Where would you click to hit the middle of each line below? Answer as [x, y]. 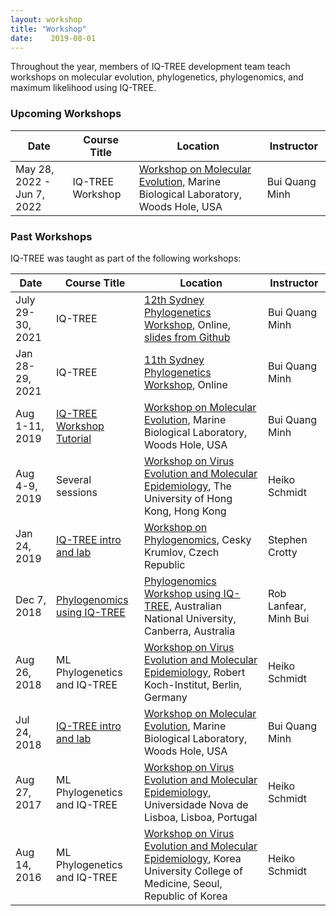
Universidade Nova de [196, 804]
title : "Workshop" [48, 29]
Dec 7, [31, 599]
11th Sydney [174, 359]
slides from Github [187, 337]
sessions [76, 492]
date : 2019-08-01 [53, 38]
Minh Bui [288, 618]
